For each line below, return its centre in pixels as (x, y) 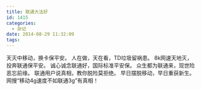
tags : (13, 40)
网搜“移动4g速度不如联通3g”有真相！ (52, 80)
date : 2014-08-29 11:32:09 (40, 34)
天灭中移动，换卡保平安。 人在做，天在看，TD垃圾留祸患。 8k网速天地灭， (99, 58)
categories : (21, 23)
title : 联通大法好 (27, 12)
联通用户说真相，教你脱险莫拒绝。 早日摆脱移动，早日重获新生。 (114, 73)
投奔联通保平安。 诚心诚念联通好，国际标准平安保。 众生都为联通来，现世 (98, 65)
